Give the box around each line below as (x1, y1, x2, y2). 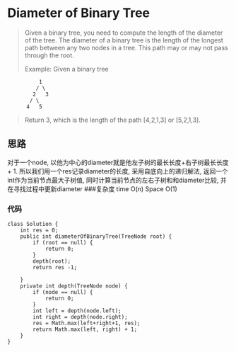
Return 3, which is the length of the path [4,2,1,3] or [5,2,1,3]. (24, 115, 201, 124)
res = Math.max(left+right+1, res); (33, 320, 141, 327)
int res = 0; (20, 227, 59, 234)
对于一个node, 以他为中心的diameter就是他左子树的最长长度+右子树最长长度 (7, 158, 229, 166)
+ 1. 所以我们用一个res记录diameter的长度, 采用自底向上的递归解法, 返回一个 (7, 166, 228, 175)
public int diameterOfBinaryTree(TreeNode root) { (20, 233, 172, 240)
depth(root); (33, 258, 71, 265)
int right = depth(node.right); (33, 314, 129, 321)
